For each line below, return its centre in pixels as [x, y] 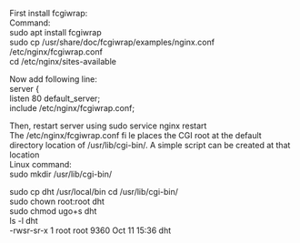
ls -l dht [24, 221]
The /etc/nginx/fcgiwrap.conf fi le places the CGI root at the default [135, 135]
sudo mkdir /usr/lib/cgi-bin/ [61, 174]
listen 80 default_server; [55, 98]
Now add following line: [54, 79]
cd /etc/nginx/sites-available [63, 61]
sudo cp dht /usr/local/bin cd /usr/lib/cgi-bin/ [94, 192]
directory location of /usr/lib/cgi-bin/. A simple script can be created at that [150, 145]
